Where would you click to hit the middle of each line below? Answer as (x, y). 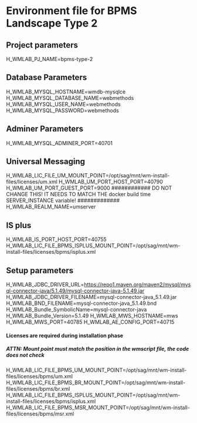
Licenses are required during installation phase (65, 335)
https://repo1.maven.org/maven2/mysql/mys (137, 285)
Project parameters (42, 45)
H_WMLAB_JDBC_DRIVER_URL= (45, 285)
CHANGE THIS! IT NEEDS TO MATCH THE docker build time (79, 194)
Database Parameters (47, 78)
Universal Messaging (46, 162)
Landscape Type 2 (52, 23)
